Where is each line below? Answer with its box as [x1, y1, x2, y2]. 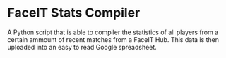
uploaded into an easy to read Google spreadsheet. [7, 43, 157, 51]
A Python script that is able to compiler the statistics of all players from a [7, 28, 219, 36]
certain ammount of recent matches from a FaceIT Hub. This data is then [7, 35, 220, 43]
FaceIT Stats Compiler [7, 5, 141, 21]
